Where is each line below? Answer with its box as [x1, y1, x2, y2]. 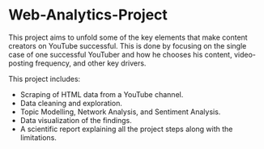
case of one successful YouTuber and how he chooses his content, [8, 49, 232, 59]
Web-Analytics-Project [8, 6, 168, 24]
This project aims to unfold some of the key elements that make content [8, 32, 249, 42]
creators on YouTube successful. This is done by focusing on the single [8, 40, 247, 50]
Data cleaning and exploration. [19, 98, 123, 108]
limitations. [19, 132, 57, 143]
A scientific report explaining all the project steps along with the [19, 124, 233, 134]
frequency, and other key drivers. [35, 58, 147, 68]
